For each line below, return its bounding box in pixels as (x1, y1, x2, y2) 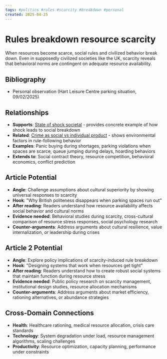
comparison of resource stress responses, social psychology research (12, 218, 158, 224)
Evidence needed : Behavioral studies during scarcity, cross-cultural (12, 213, 153, 219)
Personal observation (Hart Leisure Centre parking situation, (12, 89, 136, 95)
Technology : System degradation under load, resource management (12, 332, 154, 338)
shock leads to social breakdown (12, 127, 80, 133)
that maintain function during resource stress (12, 273, 106, 279)
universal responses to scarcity (12, 192, 77, 198)
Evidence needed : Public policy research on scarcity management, (12, 278, 151, 284)
